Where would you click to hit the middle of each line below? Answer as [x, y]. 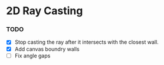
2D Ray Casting [45, 11]
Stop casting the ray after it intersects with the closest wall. [87, 42]
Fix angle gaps [32, 56]
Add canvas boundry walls [47, 49]
